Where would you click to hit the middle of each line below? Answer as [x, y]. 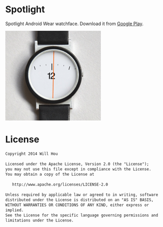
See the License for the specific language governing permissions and [82, 215]
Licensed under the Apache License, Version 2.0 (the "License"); [77, 164]
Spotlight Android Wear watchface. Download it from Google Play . [74, 24]
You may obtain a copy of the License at [50, 174]
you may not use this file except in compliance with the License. [78, 169]
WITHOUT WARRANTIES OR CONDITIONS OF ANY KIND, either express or [77, 205]
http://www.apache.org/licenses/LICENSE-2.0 [60, 184]
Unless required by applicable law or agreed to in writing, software [82, 195]
